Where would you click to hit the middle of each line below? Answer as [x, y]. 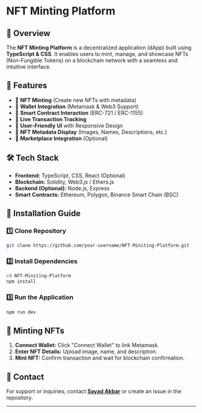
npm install [21, 282]
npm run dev [21, 312]
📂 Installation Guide [44, 213]
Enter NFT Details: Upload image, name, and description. [86, 352]
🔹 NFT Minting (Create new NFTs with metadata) [75, 100]
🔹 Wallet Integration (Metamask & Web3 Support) [77, 106]
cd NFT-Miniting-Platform [38, 276]
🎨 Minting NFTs [35, 330]
